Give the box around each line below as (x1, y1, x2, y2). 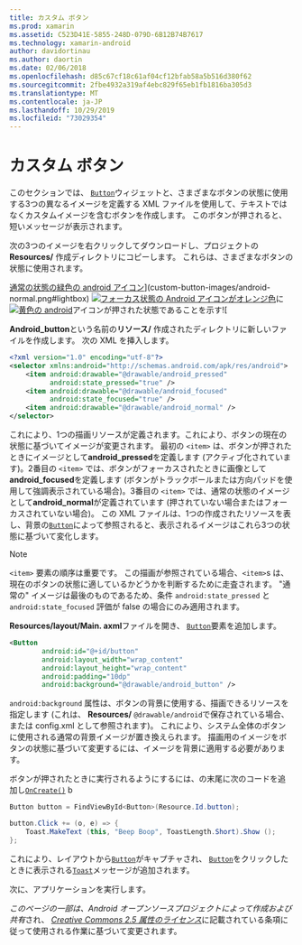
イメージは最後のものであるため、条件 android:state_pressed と (31, 590, 270, 601)
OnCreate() (25, 786, 66, 795)
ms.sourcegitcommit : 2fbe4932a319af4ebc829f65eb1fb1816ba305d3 (9, 80, 252, 89)
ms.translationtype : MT (9, 88, 99, 97)
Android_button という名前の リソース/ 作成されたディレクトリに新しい (9, 324, 272, 335)
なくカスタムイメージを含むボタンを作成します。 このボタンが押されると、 (9, 209, 287, 221)
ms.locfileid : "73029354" (9, 114, 106, 123)
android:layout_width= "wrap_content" (41, 655, 183, 664)
